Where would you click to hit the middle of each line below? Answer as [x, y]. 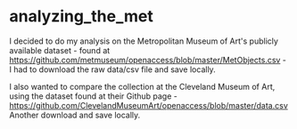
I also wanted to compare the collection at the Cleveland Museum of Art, [142, 86]
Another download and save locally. [75, 115]
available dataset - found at [60, 50]
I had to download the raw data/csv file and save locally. [112, 69]
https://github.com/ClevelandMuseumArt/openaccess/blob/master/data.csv [148, 105]
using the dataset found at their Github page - [94, 96]
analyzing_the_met [81, 16]
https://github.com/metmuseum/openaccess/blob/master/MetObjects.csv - [148, 60]
